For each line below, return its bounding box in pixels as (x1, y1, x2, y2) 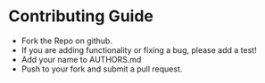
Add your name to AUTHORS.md (21, 54, 142, 64)
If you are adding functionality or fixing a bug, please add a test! (21, 44, 257, 55)
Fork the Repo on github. (21, 35, 113, 46)
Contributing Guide (8, 6, 153, 26)
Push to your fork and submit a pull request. (21, 64, 183, 74)
